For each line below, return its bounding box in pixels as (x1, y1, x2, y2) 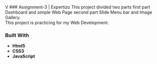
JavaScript (12, 53, 35, 59)
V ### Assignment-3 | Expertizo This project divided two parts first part (5, 4, 151, 10)
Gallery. (5, 15, 21, 20)
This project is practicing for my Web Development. (5, 20, 109, 25)
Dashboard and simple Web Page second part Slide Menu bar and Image (5, 9, 153, 15)
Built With (5, 32, 29, 39)
